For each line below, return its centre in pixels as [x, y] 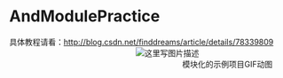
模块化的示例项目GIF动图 [227, 64]
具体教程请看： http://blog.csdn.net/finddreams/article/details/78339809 [141, 42]
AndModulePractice [85, 16]
